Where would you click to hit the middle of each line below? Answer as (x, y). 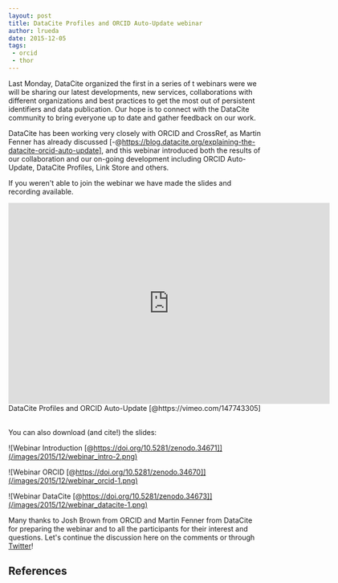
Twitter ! (21, 546)
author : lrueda (34, 31)
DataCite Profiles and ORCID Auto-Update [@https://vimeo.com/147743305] (134, 408)
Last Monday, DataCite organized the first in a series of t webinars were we (132, 83)
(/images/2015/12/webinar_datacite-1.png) (78, 504)
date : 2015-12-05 (37, 38)
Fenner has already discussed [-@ (65, 142)
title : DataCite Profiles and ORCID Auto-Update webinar (106, 23)
